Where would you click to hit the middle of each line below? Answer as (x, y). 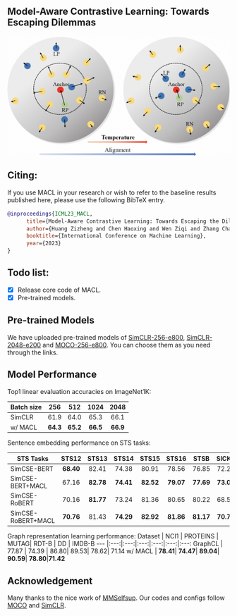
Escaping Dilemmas (52, 23)
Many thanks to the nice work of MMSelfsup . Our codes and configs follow (116, 598)
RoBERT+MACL (32, 520)
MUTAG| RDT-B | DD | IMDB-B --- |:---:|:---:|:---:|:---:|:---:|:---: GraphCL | (115, 544)
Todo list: (28, 273)
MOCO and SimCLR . (37, 605)
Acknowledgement (50, 581)
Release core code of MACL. (59, 290)
